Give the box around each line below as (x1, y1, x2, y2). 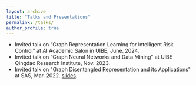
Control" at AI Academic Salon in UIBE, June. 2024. (14, 47, 139, 55)
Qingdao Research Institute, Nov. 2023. (14, 60, 111, 67)
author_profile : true (6, 25, 59, 31)
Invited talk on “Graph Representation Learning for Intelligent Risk (14, 41, 174, 48)
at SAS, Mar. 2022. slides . (14, 72, 78, 79)
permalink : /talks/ (6, 19, 54, 25)
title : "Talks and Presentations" (6, 14, 91, 20)
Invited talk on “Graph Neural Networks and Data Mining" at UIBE (14, 53, 172, 60)
